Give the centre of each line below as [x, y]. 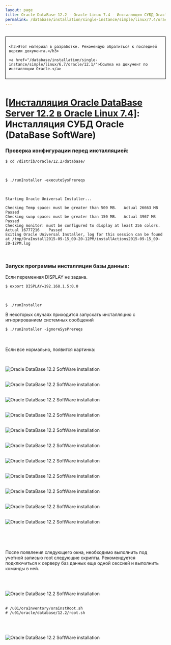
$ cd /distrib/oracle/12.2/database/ [45, 161]
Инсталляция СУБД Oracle [65, 124]
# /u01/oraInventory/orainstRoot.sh [44, 608]
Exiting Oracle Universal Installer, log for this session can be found [84, 234]
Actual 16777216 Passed [34, 230]
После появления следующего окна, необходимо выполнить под [76, 552]
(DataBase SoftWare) [51, 135]
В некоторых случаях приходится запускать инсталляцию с [70, 315]
